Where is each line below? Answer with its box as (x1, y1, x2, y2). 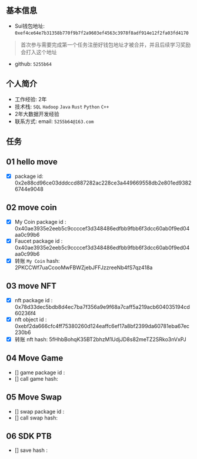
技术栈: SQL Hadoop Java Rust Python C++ (14, 103, 109, 110)
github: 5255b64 (14, 60, 52, 67)
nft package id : (14, 296, 53, 303)
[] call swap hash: (14, 414, 58, 421)
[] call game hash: (14, 375, 59, 382)
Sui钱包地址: (14, 22, 45, 29)
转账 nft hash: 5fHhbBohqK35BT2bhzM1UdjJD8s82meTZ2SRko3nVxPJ (14, 335, 186, 343)
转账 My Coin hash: (14, 257, 60, 264)
